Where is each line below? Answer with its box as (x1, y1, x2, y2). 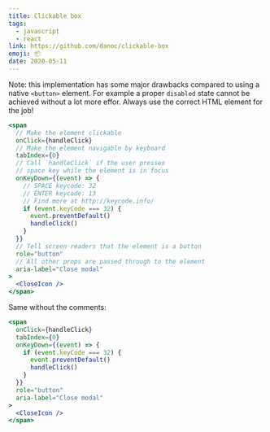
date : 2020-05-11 (8, 58, 67, 66)
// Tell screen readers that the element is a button (15, 242, 202, 251)
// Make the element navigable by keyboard (15, 144, 165, 152)
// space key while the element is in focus (15, 167, 169, 175)
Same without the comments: (8, 303, 107, 312)
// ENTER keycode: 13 (23, 189, 96, 198)
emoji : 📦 (8, 50, 41, 58)
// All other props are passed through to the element (15, 257, 206, 265)
